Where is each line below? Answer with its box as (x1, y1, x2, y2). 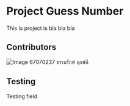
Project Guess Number (6, 4, 124, 18)
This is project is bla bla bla (6, 24, 75, 32)
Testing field (6, 93, 38, 100)
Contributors (6, 42, 57, 52)
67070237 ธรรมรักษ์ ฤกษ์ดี (29, 58, 88, 65)
